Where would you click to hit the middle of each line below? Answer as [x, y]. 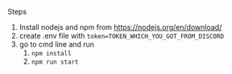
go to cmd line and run [56, 44]
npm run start [55, 62]
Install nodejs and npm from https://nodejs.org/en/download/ [120, 27]
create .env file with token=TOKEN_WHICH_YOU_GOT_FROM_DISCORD [122, 36]
